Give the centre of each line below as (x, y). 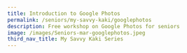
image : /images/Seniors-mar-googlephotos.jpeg (76, 33)
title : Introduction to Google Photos (64, 13)
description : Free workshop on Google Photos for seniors (93, 26)
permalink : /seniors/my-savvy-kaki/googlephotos (79, 20)
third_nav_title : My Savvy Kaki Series (65, 39)
